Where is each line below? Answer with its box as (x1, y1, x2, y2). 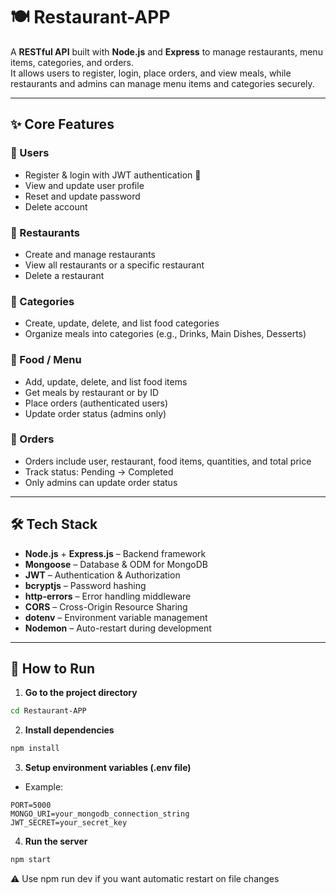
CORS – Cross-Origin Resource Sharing (24, 600, 188, 613)
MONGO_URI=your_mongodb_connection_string (10, 809, 190, 819)
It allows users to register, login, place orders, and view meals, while (10, 67, 292, 79)
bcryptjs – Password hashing (24, 579, 147, 591)
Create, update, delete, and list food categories (24, 317, 220, 329)
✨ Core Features (10, 116, 115, 133)
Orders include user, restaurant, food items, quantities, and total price (24, 455, 312, 467)
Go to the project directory (24, 687, 138, 699)
